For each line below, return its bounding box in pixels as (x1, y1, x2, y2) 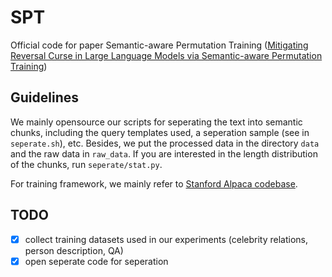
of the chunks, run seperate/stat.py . (10, 158, 163, 170)
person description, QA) (24, 244, 124, 256)
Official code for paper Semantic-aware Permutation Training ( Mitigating (10, 39, 309, 51)
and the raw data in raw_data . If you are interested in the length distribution (10, 147, 318, 160)
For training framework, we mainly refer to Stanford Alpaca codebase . (10, 177, 298, 190)
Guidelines (10, 89, 79, 106)
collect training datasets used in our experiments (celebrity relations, (24, 233, 308, 245)
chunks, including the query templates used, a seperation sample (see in (10, 126, 310, 138)
